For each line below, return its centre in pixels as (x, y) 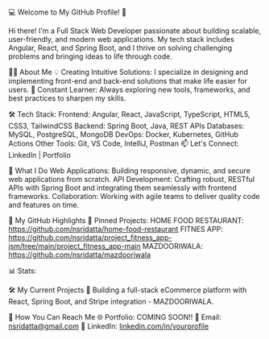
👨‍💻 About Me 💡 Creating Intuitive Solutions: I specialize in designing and (128, 72)
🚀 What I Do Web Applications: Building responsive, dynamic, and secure (130, 171)
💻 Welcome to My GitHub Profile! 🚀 (68, 12)
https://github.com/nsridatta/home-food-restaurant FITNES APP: (116, 229)
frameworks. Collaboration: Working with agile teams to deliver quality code (134, 196)
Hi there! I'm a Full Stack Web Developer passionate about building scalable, (135, 31)
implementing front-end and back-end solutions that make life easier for (128, 81)
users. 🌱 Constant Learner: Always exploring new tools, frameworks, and (130, 89)
